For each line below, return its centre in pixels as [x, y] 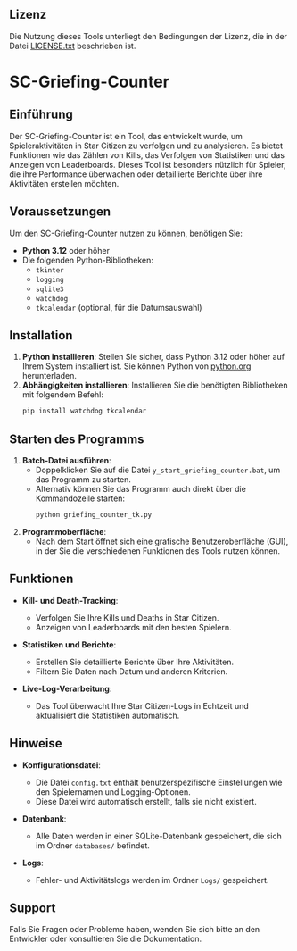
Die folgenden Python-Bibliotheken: [88, 260]
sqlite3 [49, 289]
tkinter [49, 270]
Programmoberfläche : [64, 532]
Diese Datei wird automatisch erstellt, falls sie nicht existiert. [146, 801]
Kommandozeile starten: [80, 498]
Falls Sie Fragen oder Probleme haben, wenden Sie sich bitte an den [135, 930]
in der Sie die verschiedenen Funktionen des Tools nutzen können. [158, 551]
